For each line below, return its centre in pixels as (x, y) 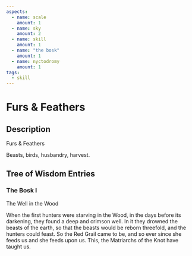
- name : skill (29, 39)
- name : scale (29, 17)
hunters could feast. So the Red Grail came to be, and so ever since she (94, 234)
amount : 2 (29, 34)
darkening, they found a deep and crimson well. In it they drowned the (92, 221)
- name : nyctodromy (36, 61)
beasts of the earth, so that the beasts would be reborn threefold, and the (96, 227)
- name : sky (26, 28)
